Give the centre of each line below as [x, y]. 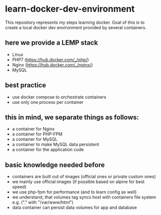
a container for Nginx [33, 129]
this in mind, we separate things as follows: [72, 117]
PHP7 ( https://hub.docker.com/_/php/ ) [50, 60]
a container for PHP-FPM [37, 134]
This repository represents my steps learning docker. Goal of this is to [75, 22]
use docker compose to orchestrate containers [59, 97]
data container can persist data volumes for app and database [74, 208]
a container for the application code [48, 149]
